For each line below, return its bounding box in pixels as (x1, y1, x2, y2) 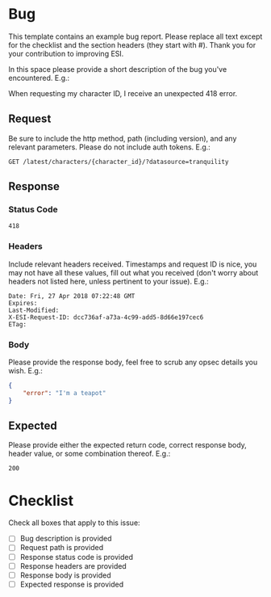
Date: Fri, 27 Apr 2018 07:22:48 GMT (8, 292, 135, 300)
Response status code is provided (19, 552, 134, 561)
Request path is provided (19, 543, 104, 553)
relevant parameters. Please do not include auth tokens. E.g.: (8, 142, 211, 152)
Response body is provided (19, 570, 111, 580)
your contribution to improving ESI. (8, 48, 124, 58)
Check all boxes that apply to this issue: (8, 518, 140, 528)
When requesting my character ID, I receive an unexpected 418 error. (8, 88, 238, 98)
